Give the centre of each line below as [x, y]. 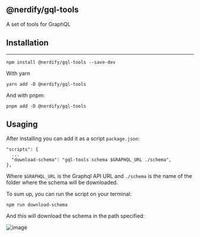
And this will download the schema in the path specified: [75, 216]
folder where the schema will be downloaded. [62, 183]
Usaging [22, 124]
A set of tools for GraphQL [38, 24]
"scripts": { [22, 149]
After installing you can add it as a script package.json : [73, 139]
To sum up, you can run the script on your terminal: [69, 194]
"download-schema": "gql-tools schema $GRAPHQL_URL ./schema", [91, 160]
